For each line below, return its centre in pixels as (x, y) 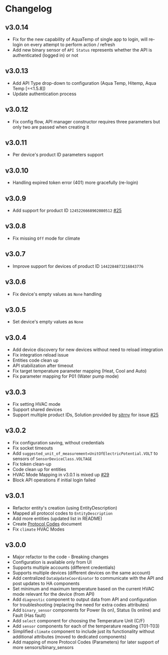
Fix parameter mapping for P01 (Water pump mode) (66, 376)
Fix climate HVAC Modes (38, 529)
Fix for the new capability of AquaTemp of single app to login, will (80, 39)
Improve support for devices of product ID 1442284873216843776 (78, 266)
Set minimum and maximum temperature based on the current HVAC (83, 589)
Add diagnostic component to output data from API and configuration (85, 599)
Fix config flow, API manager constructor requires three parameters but (86, 121)
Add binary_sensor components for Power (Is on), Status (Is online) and (86, 610)
